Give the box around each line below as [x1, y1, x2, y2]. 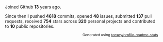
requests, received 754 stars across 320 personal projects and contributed [5, 19, 156, 24]
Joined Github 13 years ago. [5, 4, 62, 10]
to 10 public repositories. [5, 23, 55, 29]
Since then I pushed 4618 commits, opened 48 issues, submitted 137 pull [5, 13, 152, 19]
